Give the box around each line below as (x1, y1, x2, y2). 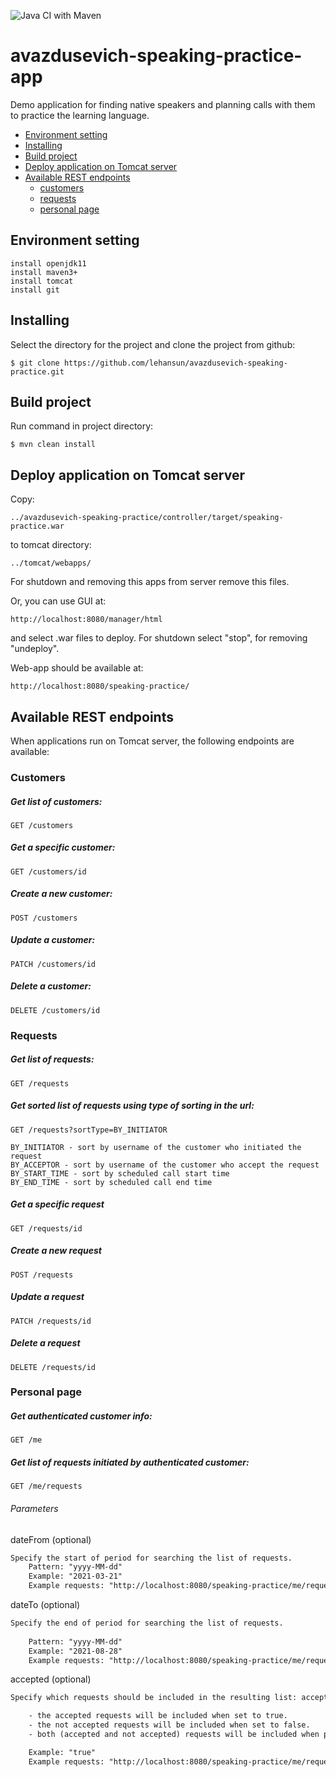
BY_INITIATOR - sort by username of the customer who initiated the (10, 1142, 302, 1152)
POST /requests (10, 1270, 74, 1280)
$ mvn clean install (10, 440, 97, 450)
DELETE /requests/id (10, 1362, 97, 1372)
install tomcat (10, 276, 74, 286)
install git (10, 285, 60, 295)
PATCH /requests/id (10, 1316, 92, 1326)
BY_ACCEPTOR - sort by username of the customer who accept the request (10, 1160, 320, 1170)
